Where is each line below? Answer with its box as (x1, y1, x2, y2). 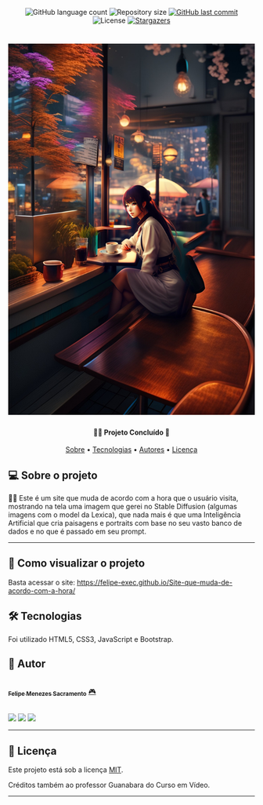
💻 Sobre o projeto (8, 468, 98, 482)
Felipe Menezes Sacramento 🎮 (8, 687, 96, 698)
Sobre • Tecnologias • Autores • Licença (65, 445, 198, 454)
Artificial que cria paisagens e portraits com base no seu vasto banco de (8, 518, 243, 527)
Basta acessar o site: (8, 577, 76, 587)
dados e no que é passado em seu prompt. (8, 526, 147, 536)
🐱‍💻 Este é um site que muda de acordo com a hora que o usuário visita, (8, 493, 239, 502)
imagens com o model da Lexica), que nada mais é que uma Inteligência (8, 510, 241, 519)
